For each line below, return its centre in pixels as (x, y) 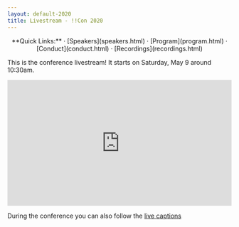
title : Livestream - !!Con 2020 (55, 21)
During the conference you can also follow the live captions (95, 216)
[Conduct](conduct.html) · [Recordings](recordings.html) (119, 48)
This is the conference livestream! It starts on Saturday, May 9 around (110, 62)
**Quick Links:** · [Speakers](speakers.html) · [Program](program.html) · (119, 41)
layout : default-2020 (39, 14)
